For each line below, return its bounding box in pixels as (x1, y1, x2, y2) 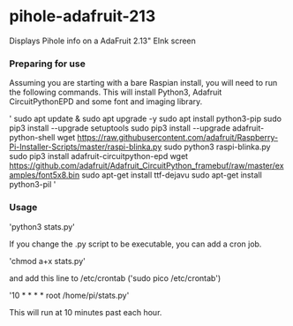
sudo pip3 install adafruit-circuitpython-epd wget (9, 151, 188, 162)
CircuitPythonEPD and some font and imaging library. (9, 96, 203, 107)
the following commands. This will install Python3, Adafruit (9, 87, 222, 98)
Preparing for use (9, 57, 86, 70)
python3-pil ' (9, 179, 56, 190)
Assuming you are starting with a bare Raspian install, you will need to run (9, 78, 278, 88)
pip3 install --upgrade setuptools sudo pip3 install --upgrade (9, 123, 231, 133)
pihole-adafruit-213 (9, 6, 156, 27)
